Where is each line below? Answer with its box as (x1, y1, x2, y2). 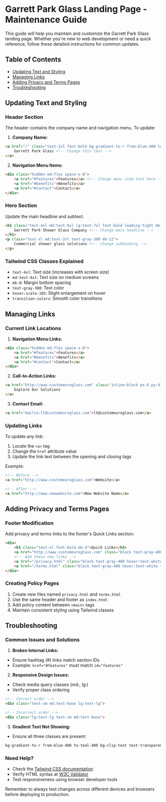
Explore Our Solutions (14, 387, 61, 393)
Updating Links (5, 422, 42, 429)
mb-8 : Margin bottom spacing (12, 279, 71, 286)
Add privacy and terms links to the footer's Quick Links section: (5, 531, 134, 537)
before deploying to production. (5, 792, 70, 798)
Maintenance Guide (5, 14, 87, 25)
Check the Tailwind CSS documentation (12, 766, 93, 772)
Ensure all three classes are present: (12, 733, 86, 739)
